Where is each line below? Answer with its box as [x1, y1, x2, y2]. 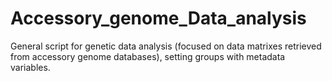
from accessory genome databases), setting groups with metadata [10, 50, 286, 62]
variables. [10, 61, 51, 73]
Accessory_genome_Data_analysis [10, 7, 307, 30]
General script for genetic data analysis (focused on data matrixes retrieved [10, 40, 322, 52]
